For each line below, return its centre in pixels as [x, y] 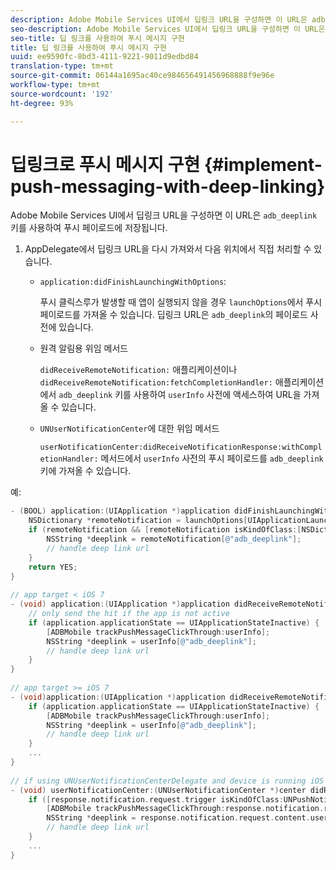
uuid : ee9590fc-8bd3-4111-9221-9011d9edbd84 [104, 57]
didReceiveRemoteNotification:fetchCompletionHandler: [156, 383]
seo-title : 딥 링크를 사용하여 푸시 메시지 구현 [97, 38]
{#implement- [263, 164]
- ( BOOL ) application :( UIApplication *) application [120, 511]
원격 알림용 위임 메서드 [84, 348]
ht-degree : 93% [42, 103]
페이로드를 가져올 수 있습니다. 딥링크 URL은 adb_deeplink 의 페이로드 [173, 315]
